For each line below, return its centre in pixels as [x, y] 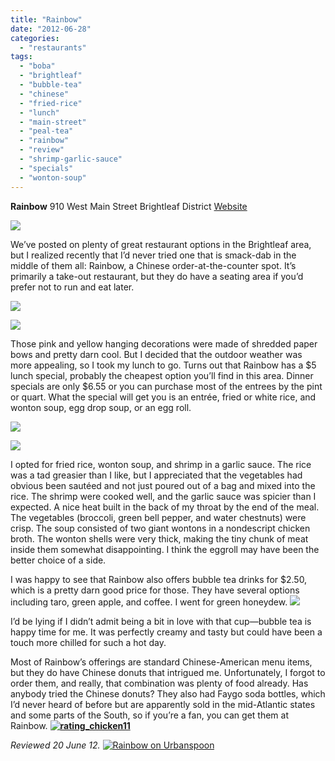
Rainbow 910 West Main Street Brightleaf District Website [129, 206]
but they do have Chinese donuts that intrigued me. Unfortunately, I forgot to [168, 672]
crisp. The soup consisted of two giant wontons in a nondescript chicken [160, 528]
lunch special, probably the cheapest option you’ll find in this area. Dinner [162, 375]
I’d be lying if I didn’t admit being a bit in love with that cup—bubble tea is [161, 621]
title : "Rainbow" [46, 19]
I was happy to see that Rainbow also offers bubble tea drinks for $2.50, [159, 579]
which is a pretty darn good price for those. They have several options [155, 590]
